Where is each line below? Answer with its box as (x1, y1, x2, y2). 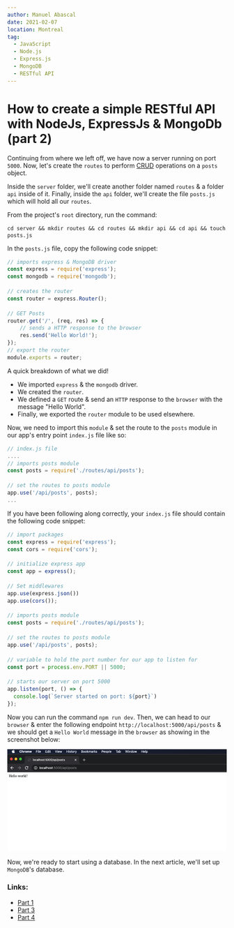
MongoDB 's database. (7, 865, 65, 874)
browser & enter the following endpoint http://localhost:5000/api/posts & (7, 720, 221, 728)
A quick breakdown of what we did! (7, 366, 109, 375)
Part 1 (17, 898, 34, 906)
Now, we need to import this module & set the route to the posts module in (7, 423, 217, 432)
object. (7, 168, 28, 177)
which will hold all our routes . (7, 197, 92, 205)
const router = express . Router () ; (7, 295, 108, 302)
